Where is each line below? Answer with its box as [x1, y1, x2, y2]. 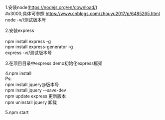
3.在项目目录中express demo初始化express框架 [5, 60, 103, 66]
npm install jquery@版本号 [5, 81, 59, 87]
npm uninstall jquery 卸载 [5, 99, 57, 105]
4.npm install [5, 70, 31, 76]
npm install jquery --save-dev [5, 87, 66, 93]
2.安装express [5, 27, 34, 33]
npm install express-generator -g [5, 44, 73, 49]
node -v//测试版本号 [5, 17, 46, 22]
